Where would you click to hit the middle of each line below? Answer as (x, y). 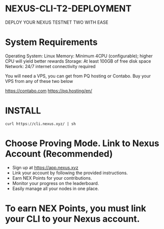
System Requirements (51, 42)
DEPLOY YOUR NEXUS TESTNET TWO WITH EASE (57, 22)
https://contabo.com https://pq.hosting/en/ (49, 91)
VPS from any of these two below (39, 81)
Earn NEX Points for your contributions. (52, 178)
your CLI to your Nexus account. (73, 219)
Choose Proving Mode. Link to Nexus (82, 143)
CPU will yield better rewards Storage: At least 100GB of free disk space (78, 61)
